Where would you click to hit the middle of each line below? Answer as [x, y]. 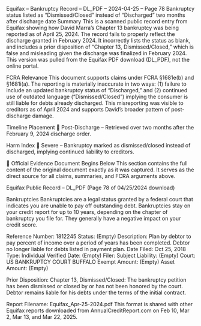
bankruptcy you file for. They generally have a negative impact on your [94, 218]
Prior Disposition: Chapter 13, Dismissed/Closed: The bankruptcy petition [96, 280]
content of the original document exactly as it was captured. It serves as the [100, 170]
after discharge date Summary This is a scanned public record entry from [97, 21]
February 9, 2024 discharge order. [49, 134]
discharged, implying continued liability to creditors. [70, 152]
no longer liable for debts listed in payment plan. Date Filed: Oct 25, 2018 [96, 249]
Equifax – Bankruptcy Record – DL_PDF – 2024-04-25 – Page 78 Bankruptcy [100, 9]
